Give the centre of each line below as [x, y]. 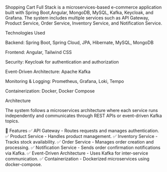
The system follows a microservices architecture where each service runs [81, 110]
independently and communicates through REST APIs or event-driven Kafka [83, 115]
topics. [12, 121]
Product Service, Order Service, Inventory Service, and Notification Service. [84, 23]
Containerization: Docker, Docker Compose [50, 91]
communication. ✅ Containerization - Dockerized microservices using [77, 159]
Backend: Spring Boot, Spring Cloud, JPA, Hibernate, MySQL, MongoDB [79, 42]
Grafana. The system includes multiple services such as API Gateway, [77, 18]
